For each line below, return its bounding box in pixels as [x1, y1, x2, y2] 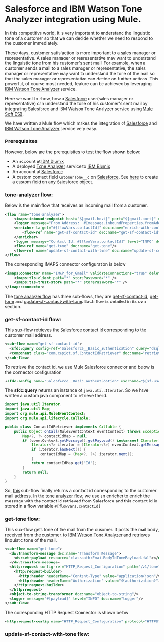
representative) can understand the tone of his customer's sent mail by [5, 100, 148, 106]
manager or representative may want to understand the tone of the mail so [5, 70, 155, 76]
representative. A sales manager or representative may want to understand [5, 55, 156, 60]
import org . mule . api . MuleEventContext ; [5, 411, 86, 416]
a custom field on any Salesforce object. [12, 179, 94, 185]
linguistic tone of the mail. [5, 537, 57, 542]
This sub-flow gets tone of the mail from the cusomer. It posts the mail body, [5, 526, 159, 532]
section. [5, 303, 21, 309]
